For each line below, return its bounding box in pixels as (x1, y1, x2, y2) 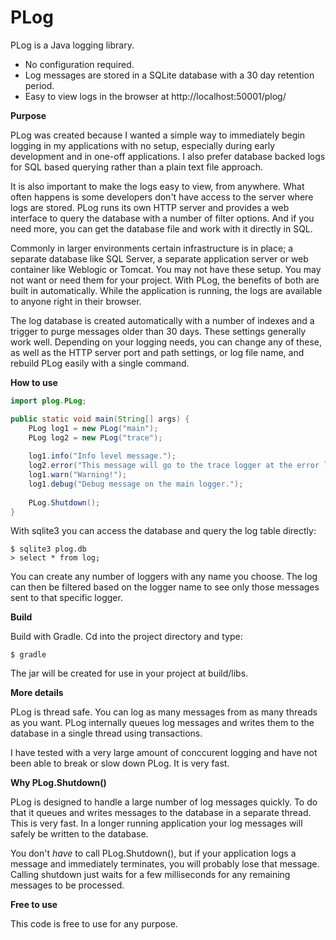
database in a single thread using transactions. (10, 727, 203, 740)
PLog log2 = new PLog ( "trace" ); (28, 432, 163, 443)
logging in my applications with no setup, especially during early (10, 139, 276, 151)
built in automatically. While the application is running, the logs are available (10, 284, 323, 296)
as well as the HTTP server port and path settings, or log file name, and (10, 346, 305, 358)
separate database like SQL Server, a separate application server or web (10, 252, 309, 265)
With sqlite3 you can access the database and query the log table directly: (10, 525, 317, 537)
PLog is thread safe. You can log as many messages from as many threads (10, 706, 318, 718)
